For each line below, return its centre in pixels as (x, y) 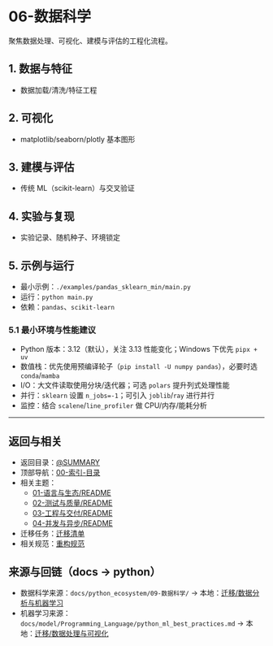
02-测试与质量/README (72, 503)
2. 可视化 (31, 118)
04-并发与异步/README (73, 523)
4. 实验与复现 (41, 216)
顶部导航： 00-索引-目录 (60, 473)
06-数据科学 (50, 17)
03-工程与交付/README (72, 514)
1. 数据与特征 (41, 69)
